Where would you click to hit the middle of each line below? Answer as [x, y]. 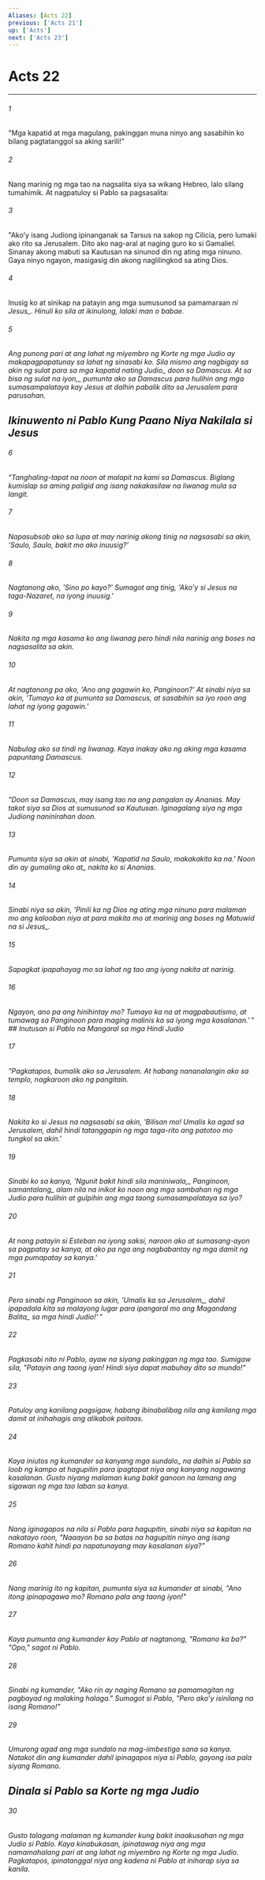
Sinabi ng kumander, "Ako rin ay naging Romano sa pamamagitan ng [121, 1690]
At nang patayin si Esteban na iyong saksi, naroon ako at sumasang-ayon [129, 1240]
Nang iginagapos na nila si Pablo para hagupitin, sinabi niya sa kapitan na [130, 1529]
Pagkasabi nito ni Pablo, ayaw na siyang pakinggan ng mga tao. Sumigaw [129, 1360]
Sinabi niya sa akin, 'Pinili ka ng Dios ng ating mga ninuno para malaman [127, 910]
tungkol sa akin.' [35, 1139]
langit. [19, 493]
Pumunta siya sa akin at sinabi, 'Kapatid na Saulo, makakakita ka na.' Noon [132, 859]
